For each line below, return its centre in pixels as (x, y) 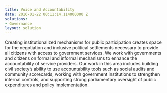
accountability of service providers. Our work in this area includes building (82, 64)
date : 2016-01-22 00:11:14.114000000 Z (47, 14)
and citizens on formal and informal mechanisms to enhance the (71, 58)
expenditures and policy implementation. (47, 85)
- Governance (19, 24)
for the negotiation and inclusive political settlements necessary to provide (82, 48)
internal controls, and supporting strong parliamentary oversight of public (81, 80)
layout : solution (23, 28)
